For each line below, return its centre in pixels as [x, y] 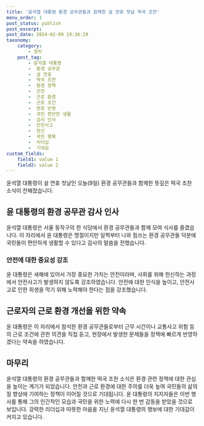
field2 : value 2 [38, 165]
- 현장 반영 [42, 108]
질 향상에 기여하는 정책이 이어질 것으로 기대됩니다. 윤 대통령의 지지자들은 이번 [98, 394]
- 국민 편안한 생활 [50, 114]
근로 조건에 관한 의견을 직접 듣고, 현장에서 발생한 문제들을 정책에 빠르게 [97, 334]
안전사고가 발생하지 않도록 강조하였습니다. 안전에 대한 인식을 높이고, [98, 282]
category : [30, 46]
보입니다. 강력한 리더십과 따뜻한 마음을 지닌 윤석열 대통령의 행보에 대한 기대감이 [100, 409]
